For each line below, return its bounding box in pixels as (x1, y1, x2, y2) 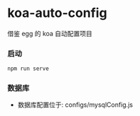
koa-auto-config (7, 5, 108, 21)
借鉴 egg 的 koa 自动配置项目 (7, 29, 92, 37)
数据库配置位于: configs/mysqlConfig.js (17, 100, 134, 109)
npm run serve (7, 65, 50, 72)
